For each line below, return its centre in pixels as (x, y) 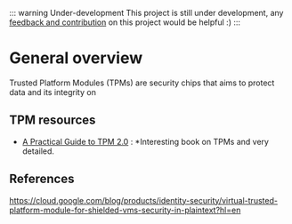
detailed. (38, 151)
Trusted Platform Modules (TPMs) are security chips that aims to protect (142, 83)
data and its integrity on (53, 92)
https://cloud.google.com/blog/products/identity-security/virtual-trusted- (144, 200)
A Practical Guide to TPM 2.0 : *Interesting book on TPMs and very (146, 141)
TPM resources (53, 120)
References (42, 179)
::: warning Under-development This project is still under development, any (146, 13)
